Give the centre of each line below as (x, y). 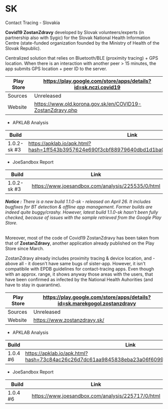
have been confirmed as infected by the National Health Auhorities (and (79, 279)
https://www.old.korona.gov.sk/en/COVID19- (88, 104)
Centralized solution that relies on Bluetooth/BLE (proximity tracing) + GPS (82, 58)
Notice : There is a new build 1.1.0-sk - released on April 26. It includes (78, 201)
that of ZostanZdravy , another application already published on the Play (80, 243)
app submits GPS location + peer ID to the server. (56, 69)
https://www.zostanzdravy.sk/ (69, 320)
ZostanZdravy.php (56, 110)
